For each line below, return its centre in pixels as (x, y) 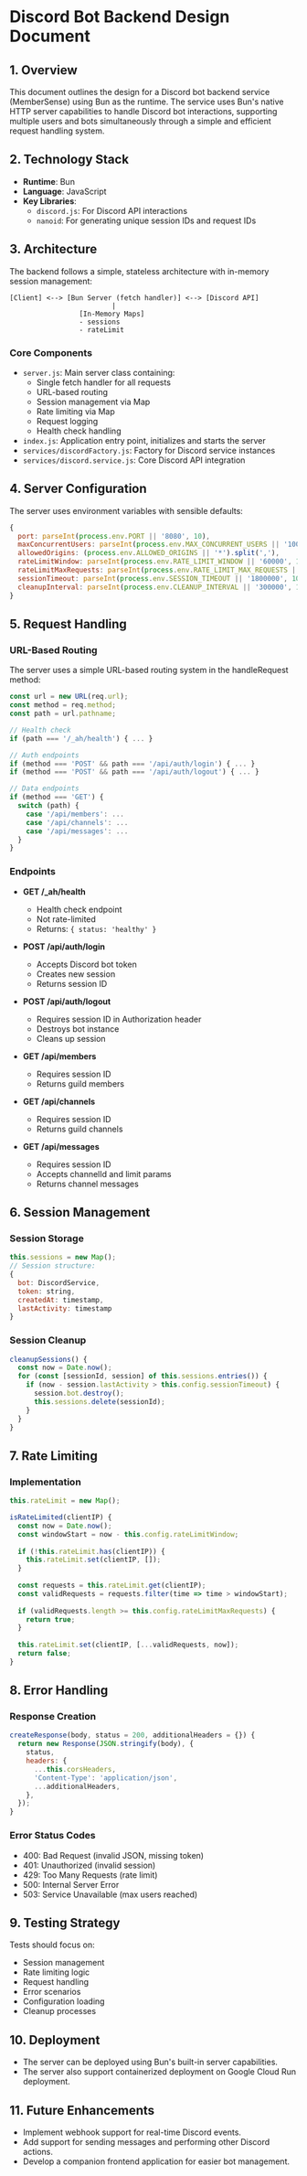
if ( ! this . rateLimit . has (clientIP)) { (92, 1551)
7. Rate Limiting (53, 1456)
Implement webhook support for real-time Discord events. (132, 2132)
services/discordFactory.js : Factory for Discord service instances (149, 450)
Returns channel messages (87, 1184)
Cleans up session (71, 1038)
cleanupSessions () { (49, 1359)
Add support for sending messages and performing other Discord (146, 2141)
